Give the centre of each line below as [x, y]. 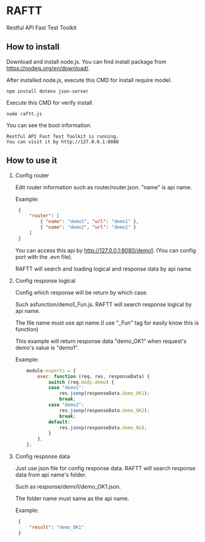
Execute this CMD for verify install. [50, 102]
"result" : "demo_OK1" [57, 527]
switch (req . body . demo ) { [81, 382]
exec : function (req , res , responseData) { [94, 376]
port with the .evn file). [44, 257]
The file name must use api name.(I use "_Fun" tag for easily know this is [107, 323]
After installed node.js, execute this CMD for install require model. [89, 80]
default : [59, 422]
